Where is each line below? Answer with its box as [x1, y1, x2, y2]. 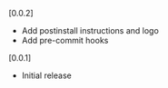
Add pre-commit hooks [21, 35, 109, 45]
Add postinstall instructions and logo [21, 25, 160, 35]
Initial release [21, 70, 72, 81]
